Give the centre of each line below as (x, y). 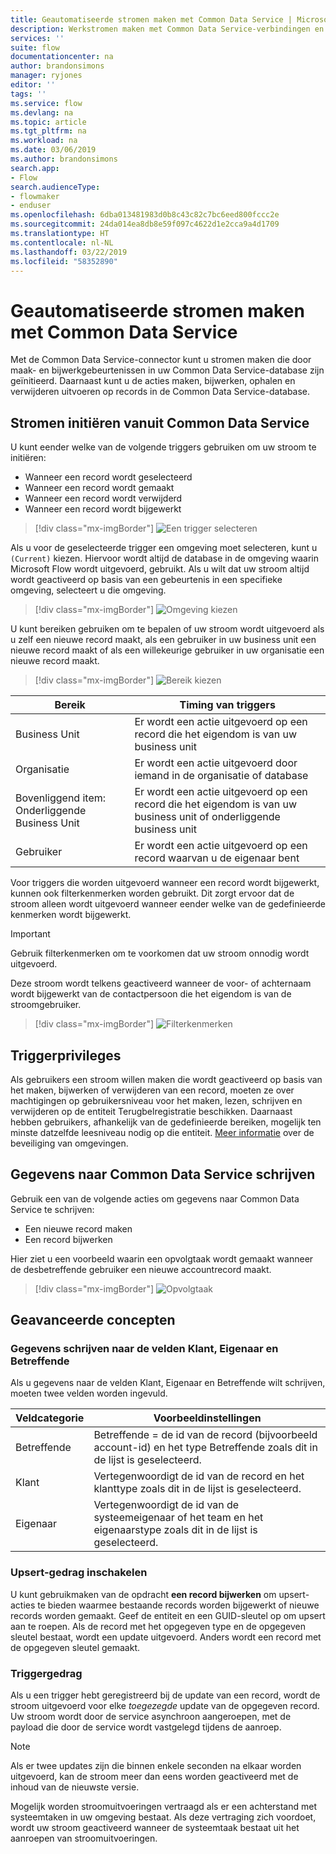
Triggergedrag (46, 1673)
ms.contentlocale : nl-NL (62, 242)
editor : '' (33, 85)
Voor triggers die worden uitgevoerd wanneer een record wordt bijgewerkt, (165, 883)
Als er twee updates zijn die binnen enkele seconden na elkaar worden (156, 1766)
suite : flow (35, 47)
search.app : (35, 168)
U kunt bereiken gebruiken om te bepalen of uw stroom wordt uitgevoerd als (167, 629)
